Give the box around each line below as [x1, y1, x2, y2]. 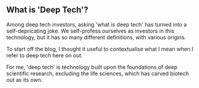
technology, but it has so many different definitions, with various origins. [6, 33, 186, 41]
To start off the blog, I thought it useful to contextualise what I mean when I [6, 45, 194, 52]
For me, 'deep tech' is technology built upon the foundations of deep [6, 63, 178, 71]
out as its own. [6, 76, 43, 83]
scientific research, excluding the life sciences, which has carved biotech [6, 69, 189, 77]
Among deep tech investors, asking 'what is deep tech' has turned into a [6, 20, 188, 28]
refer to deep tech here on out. [6, 51, 83, 59]
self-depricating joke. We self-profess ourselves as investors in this [6, 27, 174, 34]
